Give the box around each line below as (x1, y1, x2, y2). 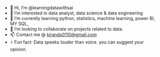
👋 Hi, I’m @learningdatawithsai (10, 5, 74, 10)
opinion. (10, 46, 27, 52)
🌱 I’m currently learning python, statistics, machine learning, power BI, (10, 15, 155, 21)
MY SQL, (10, 20, 29, 26)
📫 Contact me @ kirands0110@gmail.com (10, 31, 97, 37)
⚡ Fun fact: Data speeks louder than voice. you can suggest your (10, 39, 144, 45)
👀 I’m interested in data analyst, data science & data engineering (10, 10, 143, 16)
